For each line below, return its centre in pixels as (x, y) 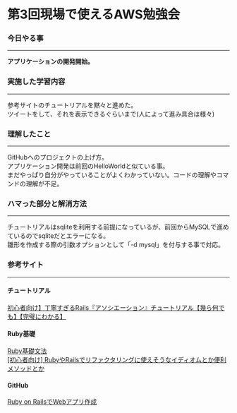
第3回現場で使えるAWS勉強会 (94, 14)
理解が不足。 (44, 184)
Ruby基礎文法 (27, 351)
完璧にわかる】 (44, 316)
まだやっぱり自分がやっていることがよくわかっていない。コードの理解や (112, 175)
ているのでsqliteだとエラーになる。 (59, 236)
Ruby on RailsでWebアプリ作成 (52, 402)
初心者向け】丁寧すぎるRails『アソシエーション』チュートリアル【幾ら (110, 307)
